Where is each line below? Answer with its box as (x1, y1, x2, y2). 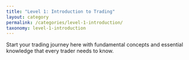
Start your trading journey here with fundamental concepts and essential (6, 41, 184, 48)
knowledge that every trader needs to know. (6, 48, 114, 55)
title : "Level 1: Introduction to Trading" (6, 8, 116, 15)
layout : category (6, 14, 49, 20)
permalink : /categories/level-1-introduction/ (6, 19, 123, 25)
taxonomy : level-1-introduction (6, 25, 86, 31)
